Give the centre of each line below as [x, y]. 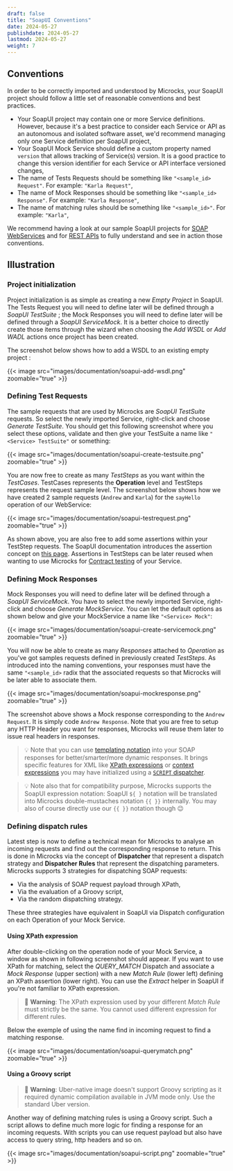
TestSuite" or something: [74, 441]
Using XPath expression [43, 936]
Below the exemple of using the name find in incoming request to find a [109, 1030]
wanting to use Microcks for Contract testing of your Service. [95, 561]
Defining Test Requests [48, 396]
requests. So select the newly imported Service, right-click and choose [109, 419]
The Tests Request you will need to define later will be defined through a [111, 307]
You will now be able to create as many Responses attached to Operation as [116, 650]
